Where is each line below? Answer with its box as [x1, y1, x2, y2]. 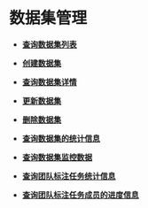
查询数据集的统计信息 [21, 133, 100, 143]
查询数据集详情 [21, 76, 77, 87]
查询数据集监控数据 [21, 151, 93, 162]
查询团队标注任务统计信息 [21, 170, 116, 181]
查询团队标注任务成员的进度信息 [21, 189, 139, 200]
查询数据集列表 [21, 39, 77, 50]
